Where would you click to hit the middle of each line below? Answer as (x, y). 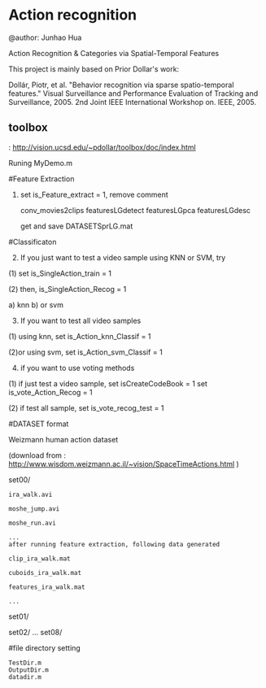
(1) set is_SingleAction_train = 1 (60, 273)
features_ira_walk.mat (47, 587)
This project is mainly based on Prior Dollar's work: (94, 69)
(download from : (37, 455)
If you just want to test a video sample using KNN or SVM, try (123, 257)
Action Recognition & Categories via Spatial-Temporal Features (114, 53)
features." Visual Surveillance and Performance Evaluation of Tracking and (133, 93)
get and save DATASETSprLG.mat (76, 226)
